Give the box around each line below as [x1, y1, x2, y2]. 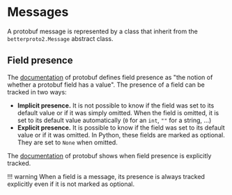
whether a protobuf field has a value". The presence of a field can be [7, 80, 206, 89]
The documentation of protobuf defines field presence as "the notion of [7, 73, 213, 81]
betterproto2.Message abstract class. [7, 34, 114, 42]
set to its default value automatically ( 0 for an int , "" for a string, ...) [17, 116, 212, 124]
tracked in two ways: [7, 87, 68, 96]
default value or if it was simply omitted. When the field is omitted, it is [17, 108, 219, 117]
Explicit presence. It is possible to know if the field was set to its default [17, 123, 225, 132]
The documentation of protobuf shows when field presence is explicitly [7, 151, 212, 160]
